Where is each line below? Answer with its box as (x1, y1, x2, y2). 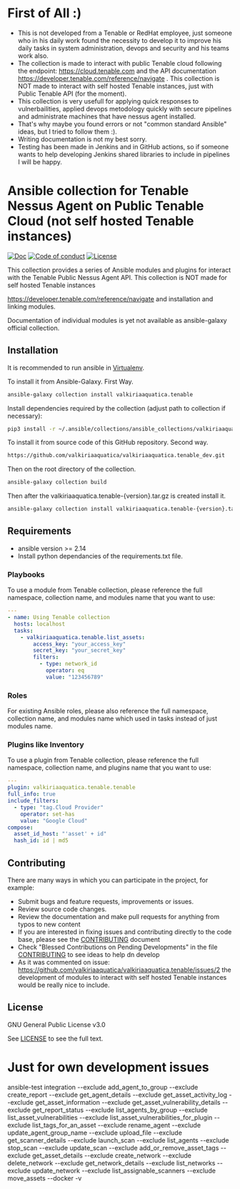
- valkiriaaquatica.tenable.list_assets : (20, 633, 145, 641)
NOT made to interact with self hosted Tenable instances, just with (17, 81, 214, 90)
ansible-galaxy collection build (7, 478, 107, 486)
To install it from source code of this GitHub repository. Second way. (7, 438, 209, 447)
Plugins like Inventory (7, 740, 84, 750)
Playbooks (7, 569, 45, 579)
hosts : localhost (14, 620, 66, 628)
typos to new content (17, 920, 81, 928)
